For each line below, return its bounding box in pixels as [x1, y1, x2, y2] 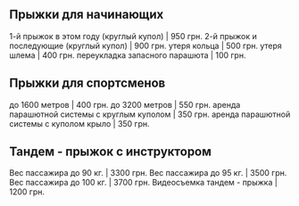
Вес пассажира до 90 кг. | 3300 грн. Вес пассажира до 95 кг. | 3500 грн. [9, 168, 287, 178]
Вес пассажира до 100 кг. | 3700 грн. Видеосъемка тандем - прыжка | [9, 177, 278, 188]
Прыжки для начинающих [9, 7, 164, 22]
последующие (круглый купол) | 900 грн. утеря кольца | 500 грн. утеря [9, 40, 283, 51]
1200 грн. [9, 186, 45, 197]
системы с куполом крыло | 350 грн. [9, 118, 150, 128]
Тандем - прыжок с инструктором [9, 144, 212, 160]
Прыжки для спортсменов [9, 76, 166, 91]
